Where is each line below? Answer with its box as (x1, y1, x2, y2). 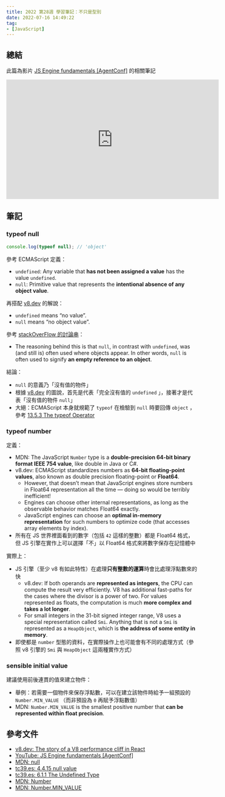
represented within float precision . (15, 710, 104, 717)
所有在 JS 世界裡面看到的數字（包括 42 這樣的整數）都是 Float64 (15, 532, 176, 539)
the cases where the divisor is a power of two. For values (24, 592, 167, 600)
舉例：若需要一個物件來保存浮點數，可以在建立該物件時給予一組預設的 (15, 689, 191, 696)
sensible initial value (6, 661, 68, 670)
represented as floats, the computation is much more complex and (24, 599, 192, 606)
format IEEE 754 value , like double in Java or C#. (15, 460, 138, 467)
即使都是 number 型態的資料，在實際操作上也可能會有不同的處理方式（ (15, 638, 189, 645)
